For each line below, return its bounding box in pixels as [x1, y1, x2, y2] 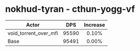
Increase [84, 21, 105, 28]
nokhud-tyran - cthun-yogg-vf [5, 3, 135, 15]
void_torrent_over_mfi [7, 30, 59, 37]
